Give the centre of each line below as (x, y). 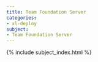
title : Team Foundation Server (46, 12)
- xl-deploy (21, 23)
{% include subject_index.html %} (49, 52)
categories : (21, 18)
